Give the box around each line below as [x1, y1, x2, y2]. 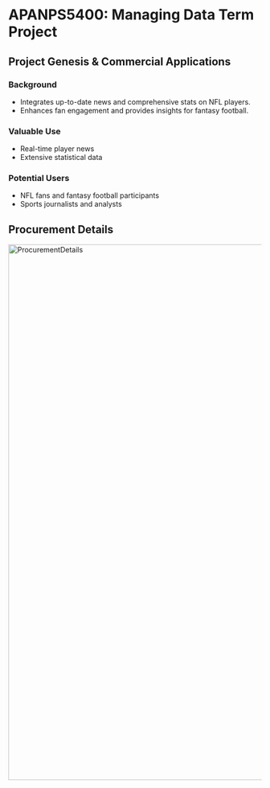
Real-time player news [19, 144, 95, 154]
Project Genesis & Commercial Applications [8, 55, 231, 68]
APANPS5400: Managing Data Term [8, 6, 255, 24]
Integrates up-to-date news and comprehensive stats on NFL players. [19, 96, 251, 106]
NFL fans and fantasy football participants [19, 191, 159, 200]
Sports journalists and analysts [19, 199, 122, 209]
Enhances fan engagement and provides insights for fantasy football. [19, 105, 249, 115]
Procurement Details [8, 223, 114, 236]
